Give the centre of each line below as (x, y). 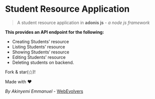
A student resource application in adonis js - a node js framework (83, 23)
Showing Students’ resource (41, 52)
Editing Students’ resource (39, 57)
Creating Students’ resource (41, 41)
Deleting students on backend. (43, 62)
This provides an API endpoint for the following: (55, 32)
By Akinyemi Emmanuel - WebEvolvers (44, 91)
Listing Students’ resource (38, 47)
